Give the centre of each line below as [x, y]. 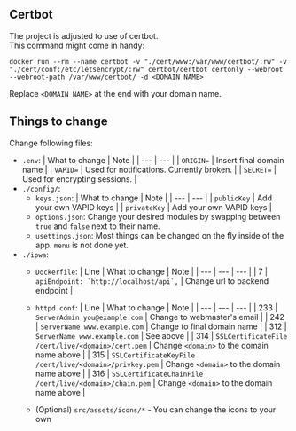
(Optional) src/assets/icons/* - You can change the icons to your [156, 409]
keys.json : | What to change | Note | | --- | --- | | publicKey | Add [154, 198]
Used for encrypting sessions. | [79, 179]
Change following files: [51, 143]
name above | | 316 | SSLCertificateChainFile [119, 373]
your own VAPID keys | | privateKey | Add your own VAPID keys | [153, 207]
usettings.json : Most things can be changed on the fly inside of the [160, 235]
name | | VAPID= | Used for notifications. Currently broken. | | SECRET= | [149, 169]
